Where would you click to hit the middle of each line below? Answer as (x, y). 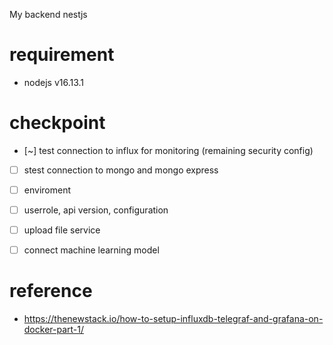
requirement (62, 55)
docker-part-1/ (53, 330)
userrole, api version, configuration (96, 210)
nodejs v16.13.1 (54, 82)
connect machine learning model (91, 250)
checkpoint (57, 123)
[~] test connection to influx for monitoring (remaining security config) (168, 150)
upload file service (62, 230)
